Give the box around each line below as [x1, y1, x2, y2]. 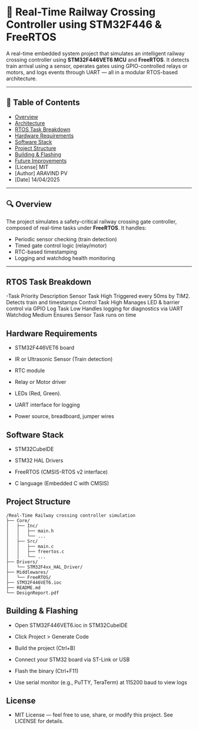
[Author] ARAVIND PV [14, 169, 68, 176]
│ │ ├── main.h [6, 528, 54, 534]
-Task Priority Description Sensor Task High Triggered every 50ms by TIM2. [6, 293, 190, 300]
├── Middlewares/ [6, 569, 49, 575]
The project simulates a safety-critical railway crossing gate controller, [6, 218, 177, 225]
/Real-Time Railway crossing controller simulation [6, 513, 136, 518]
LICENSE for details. [14, 718, 64, 725]
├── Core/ [6, 517, 31, 524]
